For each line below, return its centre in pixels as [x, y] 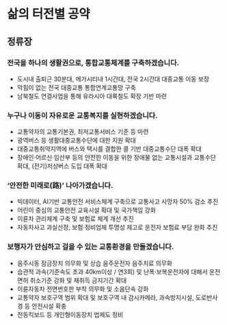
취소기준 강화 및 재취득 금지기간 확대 [78, 280]
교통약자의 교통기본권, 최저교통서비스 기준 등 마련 [83, 132]
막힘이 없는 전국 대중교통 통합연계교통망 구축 [77, 87]
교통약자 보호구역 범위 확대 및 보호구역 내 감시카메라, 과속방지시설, [105, 297]
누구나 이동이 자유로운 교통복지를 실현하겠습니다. [83, 115]
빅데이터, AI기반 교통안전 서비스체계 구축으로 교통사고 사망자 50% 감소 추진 [118, 202]
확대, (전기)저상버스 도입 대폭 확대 [62, 166]
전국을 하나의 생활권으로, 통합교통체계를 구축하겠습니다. [93, 62]
